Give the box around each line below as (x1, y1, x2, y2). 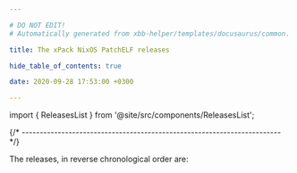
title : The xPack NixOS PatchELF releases (9, 45, 170, 54)
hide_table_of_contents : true (9, 62, 123, 70)
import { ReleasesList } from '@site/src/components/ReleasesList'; (9, 110, 255, 120)
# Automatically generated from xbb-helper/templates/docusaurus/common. (9, 29, 291, 38)
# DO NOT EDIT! (9, 21, 66, 29)
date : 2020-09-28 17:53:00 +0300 (9, 78, 134, 86)
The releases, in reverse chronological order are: (9, 153, 190, 165)
